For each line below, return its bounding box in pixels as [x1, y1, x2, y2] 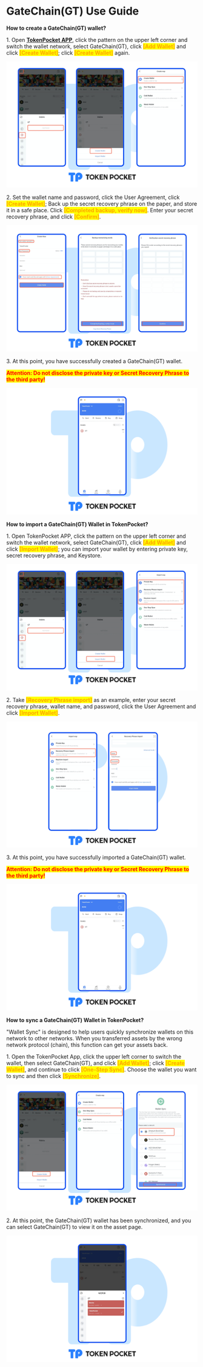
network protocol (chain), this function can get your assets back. [6, 1042, 168, 1049]
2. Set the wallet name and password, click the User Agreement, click [6, 193, 180, 201]
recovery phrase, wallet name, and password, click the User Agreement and [6, 703, 196, 710]
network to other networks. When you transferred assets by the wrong [6, 1035, 183, 1042]
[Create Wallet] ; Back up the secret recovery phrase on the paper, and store [6, 200, 198, 207]
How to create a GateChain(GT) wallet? [6, 24, 107, 32]
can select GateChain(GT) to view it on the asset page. [6, 1223, 143, 1231]
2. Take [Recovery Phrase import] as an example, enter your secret [6, 696, 176, 703]
